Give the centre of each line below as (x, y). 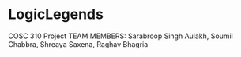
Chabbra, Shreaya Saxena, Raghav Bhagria (78, 44)
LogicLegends (56, 14)
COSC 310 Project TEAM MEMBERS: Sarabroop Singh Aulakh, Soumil (120, 36)
